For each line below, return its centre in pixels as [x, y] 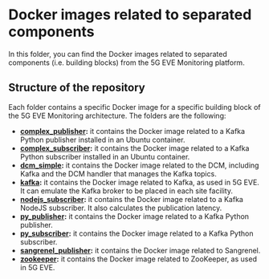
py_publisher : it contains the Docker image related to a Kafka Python [134, 216]
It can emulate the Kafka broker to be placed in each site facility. [126, 191]
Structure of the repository [77, 88]
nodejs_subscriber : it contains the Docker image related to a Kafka [131, 199]
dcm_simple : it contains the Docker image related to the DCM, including [139, 165]
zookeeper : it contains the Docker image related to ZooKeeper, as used [138, 259]
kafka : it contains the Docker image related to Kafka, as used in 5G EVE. [139, 182]
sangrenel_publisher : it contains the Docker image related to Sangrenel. [140, 250]
